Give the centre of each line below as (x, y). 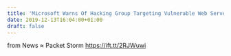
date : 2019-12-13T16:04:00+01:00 (55, 20)
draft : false (26, 26)
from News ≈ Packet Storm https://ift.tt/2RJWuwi (77, 46)
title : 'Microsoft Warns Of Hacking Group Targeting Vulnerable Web (107, 13)
